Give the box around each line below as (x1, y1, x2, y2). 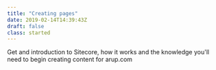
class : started (7, 29, 51, 36)
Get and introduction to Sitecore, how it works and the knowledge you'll (7, 48, 210, 56)
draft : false (7, 23, 45, 30)
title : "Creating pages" (7, 10, 78, 17)
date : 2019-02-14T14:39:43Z (7, 16, 88, 23)
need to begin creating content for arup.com (7, 56, 132, 64)
